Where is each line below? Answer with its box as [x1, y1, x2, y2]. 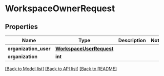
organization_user [7, 45, 51, 52]
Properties [5, 23, 38, 31]
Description [118, 37, 146, 44]
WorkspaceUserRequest [55, 45, 114, 52]
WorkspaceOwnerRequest [5, 3, 115, 14]
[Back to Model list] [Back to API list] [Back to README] [5, 66, 117, 72]
